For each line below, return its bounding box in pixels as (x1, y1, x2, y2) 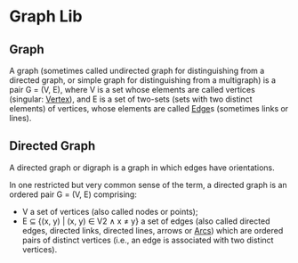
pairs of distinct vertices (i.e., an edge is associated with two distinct (21, 234, 274, 245)
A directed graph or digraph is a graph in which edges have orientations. (9, 162, 276, 173)
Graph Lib (9, 6, 83, 27)
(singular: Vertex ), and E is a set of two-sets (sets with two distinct (9, 94, 253, 104)
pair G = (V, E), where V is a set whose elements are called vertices (9, 85, 255, 95)
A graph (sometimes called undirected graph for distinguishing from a (9, 65, 265, 76)
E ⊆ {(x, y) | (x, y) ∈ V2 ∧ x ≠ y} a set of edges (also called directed (21, 216, 270, 226)
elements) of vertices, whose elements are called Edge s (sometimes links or (9, 103, 289, 113)
